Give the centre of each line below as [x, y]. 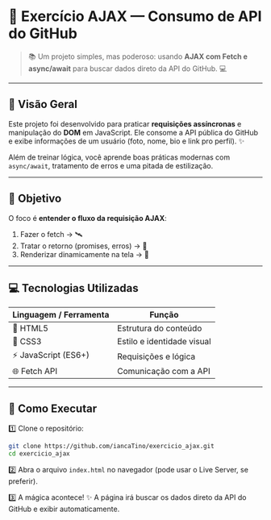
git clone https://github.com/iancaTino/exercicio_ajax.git [112, 447]
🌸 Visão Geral [43, 104]
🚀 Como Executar [53, 408]
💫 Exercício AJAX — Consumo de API [135, 17]
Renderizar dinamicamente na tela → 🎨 [84, 254]
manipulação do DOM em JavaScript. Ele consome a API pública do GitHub [133, 132]
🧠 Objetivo [35, 199]
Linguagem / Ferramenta [61, 315]
